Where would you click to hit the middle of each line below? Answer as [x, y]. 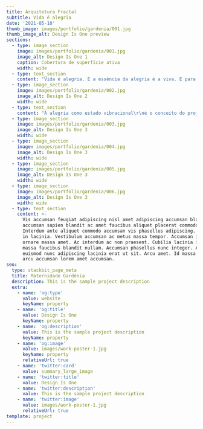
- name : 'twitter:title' [48, 377]
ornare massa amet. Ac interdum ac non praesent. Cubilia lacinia [108, 242]
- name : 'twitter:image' [48, 399]
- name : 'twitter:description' [56, 388]
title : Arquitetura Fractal [42, 12]
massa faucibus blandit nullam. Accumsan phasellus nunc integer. [108, 248]
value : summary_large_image [58, 371]
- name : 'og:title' [42, 310]
